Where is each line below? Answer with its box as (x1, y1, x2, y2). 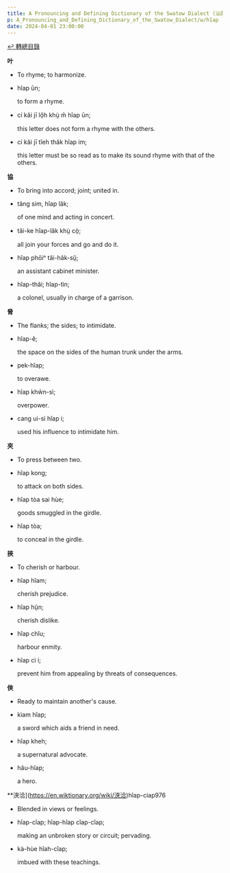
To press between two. (16, 455, 82, 464)
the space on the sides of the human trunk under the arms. (16, 348, 183, 357)
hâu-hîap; (16, 764, 44, 772)
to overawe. (16, 374, 51, 383)
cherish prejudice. (16, 590, 68, 598)
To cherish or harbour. (16, 563, 80, 571)
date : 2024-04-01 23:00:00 (7, 23, 84, 29)
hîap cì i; (16, 656, 41, 665)
